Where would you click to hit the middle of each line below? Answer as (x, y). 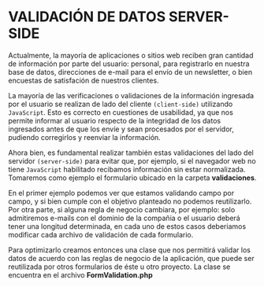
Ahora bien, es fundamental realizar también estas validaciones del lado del (131, 153)
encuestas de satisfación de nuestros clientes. (84, 80)
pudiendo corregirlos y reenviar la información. (85, 137)
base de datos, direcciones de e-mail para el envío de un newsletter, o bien (130, 72)
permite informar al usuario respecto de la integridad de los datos (115, 120)
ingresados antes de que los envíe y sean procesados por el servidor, (121, 129)
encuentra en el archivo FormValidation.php (80, 274)
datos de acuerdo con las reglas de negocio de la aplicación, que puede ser (131, 258)
